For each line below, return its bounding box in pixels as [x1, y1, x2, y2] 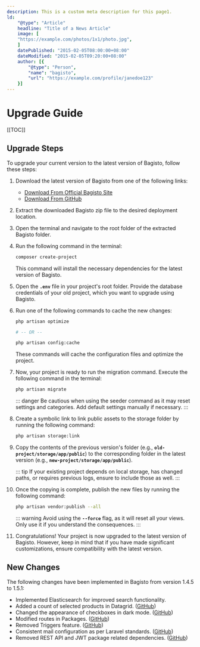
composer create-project [15, 254, 77, 260]
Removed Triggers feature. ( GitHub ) [15, 621, 104, 629]
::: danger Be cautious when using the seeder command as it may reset [15, 397, 190, 404]
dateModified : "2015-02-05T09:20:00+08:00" [17, 53, 127, 59]
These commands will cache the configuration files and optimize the [15, 351, 183, 358]
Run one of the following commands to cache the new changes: [15, 307, 172, 314]
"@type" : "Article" [17, 20, 66, 26]
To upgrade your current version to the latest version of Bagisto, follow [7, 159, 180, 166]
